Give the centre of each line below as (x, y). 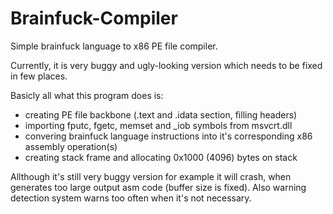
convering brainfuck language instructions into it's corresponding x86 (168, 136)
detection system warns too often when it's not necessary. (131, 198)
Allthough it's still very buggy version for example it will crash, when (151, 176)
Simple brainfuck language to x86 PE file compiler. (114, 46)
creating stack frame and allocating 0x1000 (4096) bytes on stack (161, 157)
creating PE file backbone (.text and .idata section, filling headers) (161, 114)
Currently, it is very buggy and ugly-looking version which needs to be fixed (166, 65)
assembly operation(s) (71, 146)
